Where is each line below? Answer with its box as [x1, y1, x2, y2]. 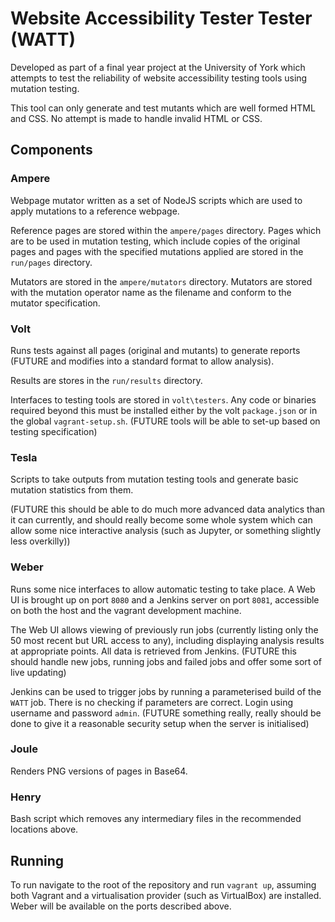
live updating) [10, 666, 67, 678]
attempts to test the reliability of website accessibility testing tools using [10, 72, 308, 84]
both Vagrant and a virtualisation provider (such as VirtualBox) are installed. [10, 889, 322, 901]
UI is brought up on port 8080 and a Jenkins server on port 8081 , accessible [10, 593, 320, 606]
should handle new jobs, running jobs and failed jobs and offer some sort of [10, 655, 322, 667]
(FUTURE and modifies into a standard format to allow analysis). [10, 355, 275, 367]
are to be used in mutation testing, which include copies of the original [10, 235, 301, 247]
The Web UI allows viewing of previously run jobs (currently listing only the [10, 623, 319, 636]
